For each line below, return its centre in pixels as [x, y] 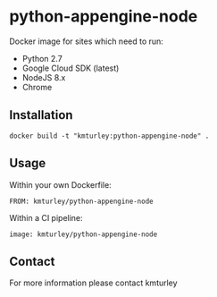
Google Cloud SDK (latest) [71, 68]
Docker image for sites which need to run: [86, 41]
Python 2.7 [42, 58]
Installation [41, 115]
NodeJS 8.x [44, 77]
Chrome [37, 87]
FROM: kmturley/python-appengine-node [81, 201]
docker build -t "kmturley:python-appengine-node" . [109, 136]
